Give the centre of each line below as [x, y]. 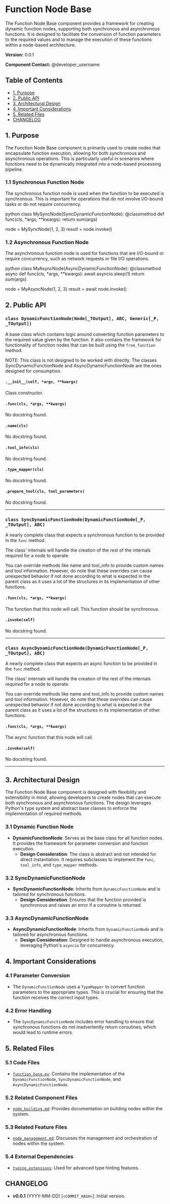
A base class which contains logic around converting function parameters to [85, 334]
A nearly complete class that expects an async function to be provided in [81, 664]
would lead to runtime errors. [43, 1032]
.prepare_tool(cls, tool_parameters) [45, 492]
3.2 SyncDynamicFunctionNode [45, 878]
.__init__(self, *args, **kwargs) [42, 382]
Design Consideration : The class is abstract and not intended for [88, 854]
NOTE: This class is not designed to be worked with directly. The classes [81, 360]
